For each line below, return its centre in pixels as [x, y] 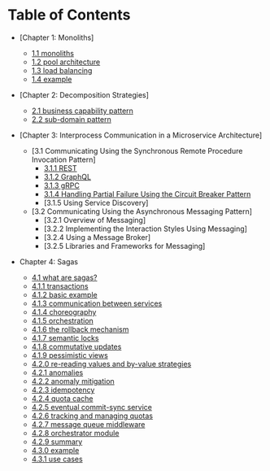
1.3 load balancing [62, 70]
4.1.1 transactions [60, 286]
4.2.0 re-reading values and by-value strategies [111, 364]
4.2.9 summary [57, 442]
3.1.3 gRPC [62, 185]
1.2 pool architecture [66, 62]
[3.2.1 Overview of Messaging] [95, 220]
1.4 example [52, 79]
